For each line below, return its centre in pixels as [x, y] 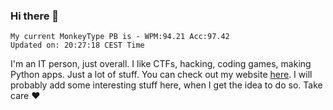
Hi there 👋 [35, 16]
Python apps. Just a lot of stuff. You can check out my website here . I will [161, 75]
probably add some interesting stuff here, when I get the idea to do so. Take [166, 85]
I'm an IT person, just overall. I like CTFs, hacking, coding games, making [161, 64]
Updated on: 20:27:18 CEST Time [77, 45]
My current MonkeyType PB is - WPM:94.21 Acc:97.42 [120, 37]
